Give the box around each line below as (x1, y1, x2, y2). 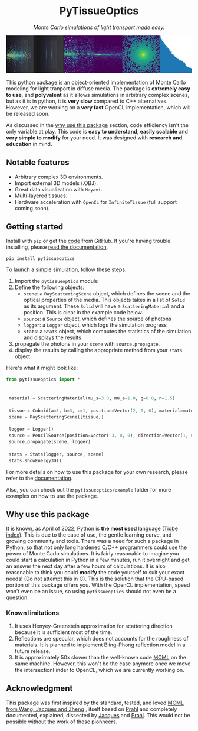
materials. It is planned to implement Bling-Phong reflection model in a (14, 641, 186, 648)
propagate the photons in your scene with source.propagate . (14, 340, 160, 347)
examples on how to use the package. (6, 492, 98, 499)
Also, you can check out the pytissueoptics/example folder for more (6, 486, 171, 493)
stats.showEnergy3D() (8, 457, 62, 463)
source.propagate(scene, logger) (8, 439, 91, 445)
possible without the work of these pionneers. (6, 718, 118, 725)
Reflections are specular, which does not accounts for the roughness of (14, 635, 189, 642)
